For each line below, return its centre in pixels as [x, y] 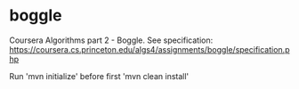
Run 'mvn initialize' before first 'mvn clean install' [99, 76]
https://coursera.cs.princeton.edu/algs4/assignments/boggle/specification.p [149, 49]
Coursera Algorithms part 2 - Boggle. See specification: [111, 40]
